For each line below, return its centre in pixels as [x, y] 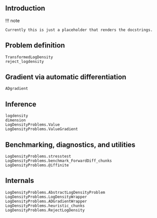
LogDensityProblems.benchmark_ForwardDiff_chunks [59, 161]
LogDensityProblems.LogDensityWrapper [46, 197]
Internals [20, 181]
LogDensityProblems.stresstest [38, 157]
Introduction [25, 8]
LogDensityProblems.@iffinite [37, 165]
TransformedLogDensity [29, 57]
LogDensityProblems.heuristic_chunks [45, 206]
